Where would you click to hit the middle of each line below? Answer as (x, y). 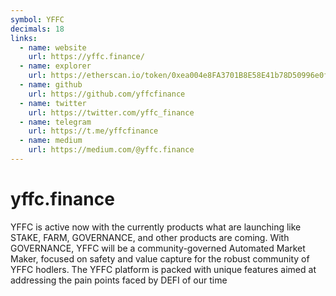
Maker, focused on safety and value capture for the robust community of (160, 258)
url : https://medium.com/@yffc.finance (111, 150)
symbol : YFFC (37, 19)
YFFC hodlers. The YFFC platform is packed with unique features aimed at (163, 269)
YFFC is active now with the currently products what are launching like (156, 227)
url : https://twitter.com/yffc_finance (111, 112)
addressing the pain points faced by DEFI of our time (119, 280)
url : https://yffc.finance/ (86, 57)
